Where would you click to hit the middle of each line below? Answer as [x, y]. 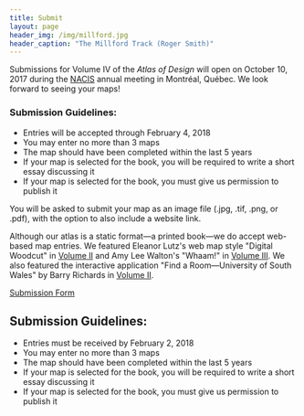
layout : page [34, 27]
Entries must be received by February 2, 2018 [108, 343]
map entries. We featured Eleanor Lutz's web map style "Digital [154, 245]
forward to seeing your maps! [65, 89]
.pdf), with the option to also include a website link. [105, 218]
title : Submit [37, 18]
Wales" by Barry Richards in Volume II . [82, 274]
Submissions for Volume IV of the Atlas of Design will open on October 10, [149, 69]
